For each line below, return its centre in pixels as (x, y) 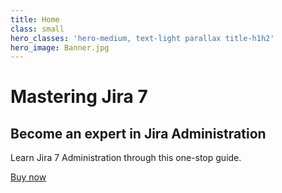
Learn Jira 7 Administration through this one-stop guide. (126, 158)
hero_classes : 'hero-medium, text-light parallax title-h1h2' (142, 38)
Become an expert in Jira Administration (138, 133)
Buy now (28, 177)
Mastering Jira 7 (79, 97)
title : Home (35, 19)
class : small (37, 29)
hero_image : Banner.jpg (60, 47)
